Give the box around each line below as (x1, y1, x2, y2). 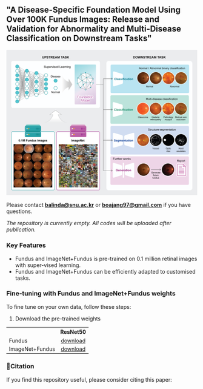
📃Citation (6, 362, 35, 371)
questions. (6, 208, 33, 215)
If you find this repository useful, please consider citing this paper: (6, 376, 173, 383)
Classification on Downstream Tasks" (6, 33, 152, 44)
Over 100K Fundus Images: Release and (6, 15, 159, 25)
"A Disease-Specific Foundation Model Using (6, 5, 181, 15)
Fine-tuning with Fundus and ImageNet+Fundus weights (6, 289, 176, 298)
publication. (6, 226, 36, 233)
